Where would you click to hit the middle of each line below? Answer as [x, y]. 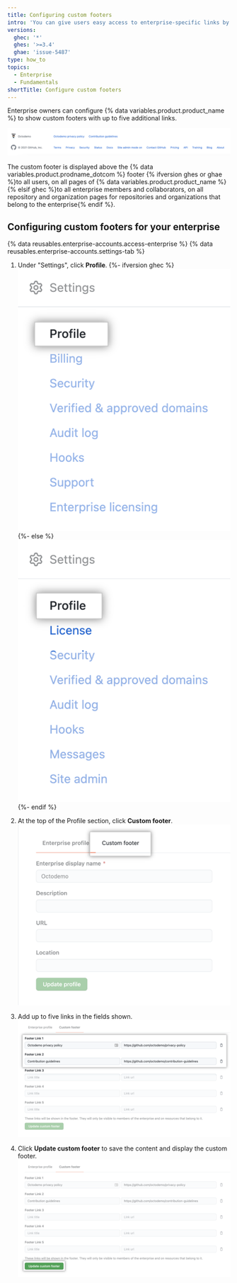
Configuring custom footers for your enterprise [114, 227]
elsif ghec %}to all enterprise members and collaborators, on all [110, 190]
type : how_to [27, 60]
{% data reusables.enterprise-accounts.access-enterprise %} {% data [110, 244]
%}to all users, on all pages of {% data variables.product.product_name [112, 182]
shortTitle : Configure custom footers [64, 90]
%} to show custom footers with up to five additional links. [92, 118]
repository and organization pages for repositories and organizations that [114, 197]
